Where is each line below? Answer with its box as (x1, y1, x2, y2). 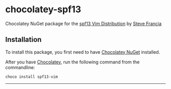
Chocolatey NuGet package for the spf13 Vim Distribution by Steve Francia (5, 20, 162, 27)
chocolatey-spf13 (5, 4, 81, 15)
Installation (5, 35, 42, 44)
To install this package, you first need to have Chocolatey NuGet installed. (5, 49, 160, 55)
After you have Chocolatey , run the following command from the (5, 59, 140, 65)
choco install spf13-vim (5, 74, 58, 79)
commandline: (5, 64, 35, 70)
